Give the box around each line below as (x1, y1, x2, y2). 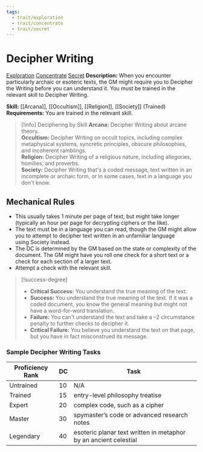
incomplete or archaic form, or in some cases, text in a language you (21, 173, 192, 180)
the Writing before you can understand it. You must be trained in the (6, 85, 176, 92)
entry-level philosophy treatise (73, 391, 162, 400)
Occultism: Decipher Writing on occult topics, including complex (21, 134, 183, 141)
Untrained (9, 381, 38, 390)
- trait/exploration (11, 15, 63, 21)
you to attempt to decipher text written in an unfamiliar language (14, 232, 175, 239)
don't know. (21, 179, 51, 187)
